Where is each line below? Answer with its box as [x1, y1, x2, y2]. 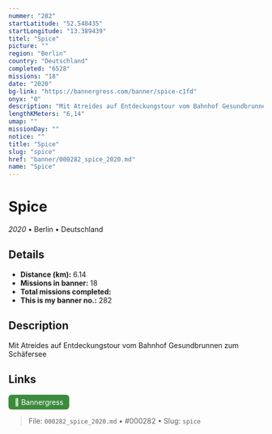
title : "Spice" [8, 140, 60, 148]
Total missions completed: [19, 286, 112, 296]
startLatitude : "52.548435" [8, 19, 104, 28]
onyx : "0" [8, 95, 42, 103]
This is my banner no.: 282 [19, 295, 113, 305]
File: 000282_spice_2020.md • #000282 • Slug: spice [28, 415, 201, 426]
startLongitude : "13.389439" [8, 27, 107, 35]
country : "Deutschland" [8, 58, 89, 66]
